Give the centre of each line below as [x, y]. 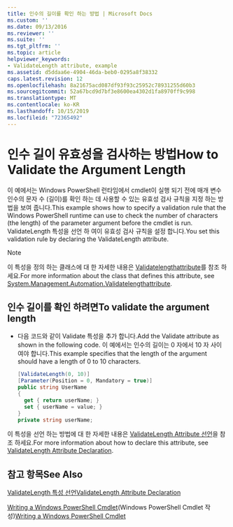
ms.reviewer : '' [31, 33]
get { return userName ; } [62, 400]
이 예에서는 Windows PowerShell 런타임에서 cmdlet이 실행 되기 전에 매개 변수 [114, 190]
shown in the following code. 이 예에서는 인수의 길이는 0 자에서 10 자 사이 [120, 345]
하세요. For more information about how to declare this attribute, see [111, 443]
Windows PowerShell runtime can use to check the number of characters [113, 215]
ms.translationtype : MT [42, 99]
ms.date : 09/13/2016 [37, 27]
